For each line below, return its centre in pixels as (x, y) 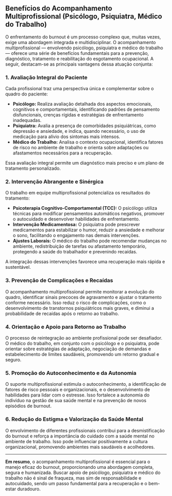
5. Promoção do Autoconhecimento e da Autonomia (71, 373)
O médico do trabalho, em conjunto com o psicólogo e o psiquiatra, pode (82, 343)
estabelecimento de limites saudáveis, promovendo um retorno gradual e (82, 354)
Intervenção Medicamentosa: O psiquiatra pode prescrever (76, 225)
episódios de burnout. (29, 406)
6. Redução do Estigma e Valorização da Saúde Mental (74, 419)
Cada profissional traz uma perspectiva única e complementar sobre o (80, 89)
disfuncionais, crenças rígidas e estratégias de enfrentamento (78, 115)
